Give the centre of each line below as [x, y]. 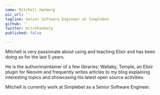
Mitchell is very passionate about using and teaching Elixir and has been [80, 51]
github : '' [17, 24]
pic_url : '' [18, 14]
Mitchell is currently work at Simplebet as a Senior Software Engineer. [78, 87]
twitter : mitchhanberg [29, 28]
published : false [23, 33]
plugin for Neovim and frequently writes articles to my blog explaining [78, 72]
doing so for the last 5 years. [35, 57]
